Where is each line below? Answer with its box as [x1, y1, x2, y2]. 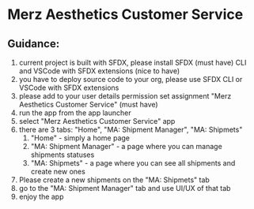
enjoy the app [18, 192, 64, 201]
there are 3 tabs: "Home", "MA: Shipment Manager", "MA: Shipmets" [18, 125, 243, 134]
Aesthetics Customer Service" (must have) [18, 100, 159, 109]
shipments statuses [30, 150, 95, 159]
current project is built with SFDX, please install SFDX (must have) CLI [18, 58, 247, 67]
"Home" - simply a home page [30, 133, 131, 143]
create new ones [30, 167, 86, 176]
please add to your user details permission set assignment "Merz [18, 91, 232, 100]
